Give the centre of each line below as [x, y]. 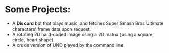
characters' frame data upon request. [52, 29]
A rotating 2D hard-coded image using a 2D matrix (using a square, [83, 34]
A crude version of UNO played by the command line [68, 45]
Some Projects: [38, 9]
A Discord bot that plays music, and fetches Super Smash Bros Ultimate [88, 23]
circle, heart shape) [33, 40]
